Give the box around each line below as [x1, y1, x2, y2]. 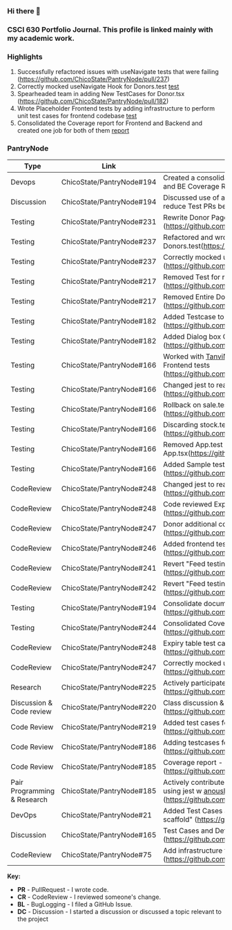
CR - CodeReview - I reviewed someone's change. [17, 893, 161, 901]
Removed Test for [163, 272, 221, 282]
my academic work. [7, 33, 75, 43]
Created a [163, 173, 195, 182]
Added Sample [163, 459, 211, 469]
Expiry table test [163, 638, 216, 648]
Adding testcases [163, 738, 220, 748]
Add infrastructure [163, 846, 223, 855]
